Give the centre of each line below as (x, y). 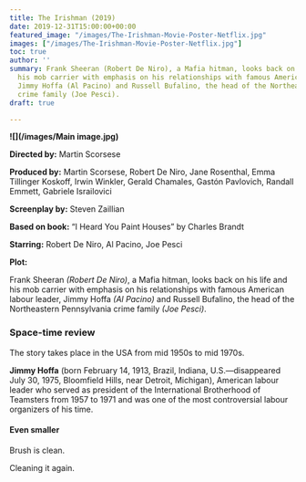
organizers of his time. (51, 409)
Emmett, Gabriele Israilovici (61, 192)
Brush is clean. (37, 450)
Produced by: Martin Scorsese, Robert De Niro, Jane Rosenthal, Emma (143, 172)
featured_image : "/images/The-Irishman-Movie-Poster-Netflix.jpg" (138, 35)
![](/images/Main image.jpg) (64, 137)
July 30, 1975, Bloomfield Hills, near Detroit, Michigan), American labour (144, 380)
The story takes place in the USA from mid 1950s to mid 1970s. (127, 352)
